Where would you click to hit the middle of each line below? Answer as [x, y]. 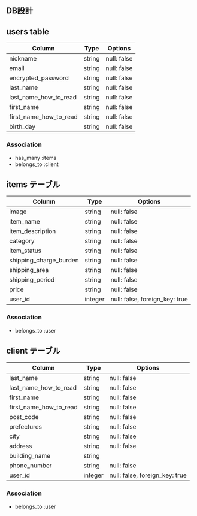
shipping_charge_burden [44, 261]
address [21, 446]
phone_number [31, 466]
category [22, 241]
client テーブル [34, 351]
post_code [24, 417]
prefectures [26, 427]
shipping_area [29, 270]
